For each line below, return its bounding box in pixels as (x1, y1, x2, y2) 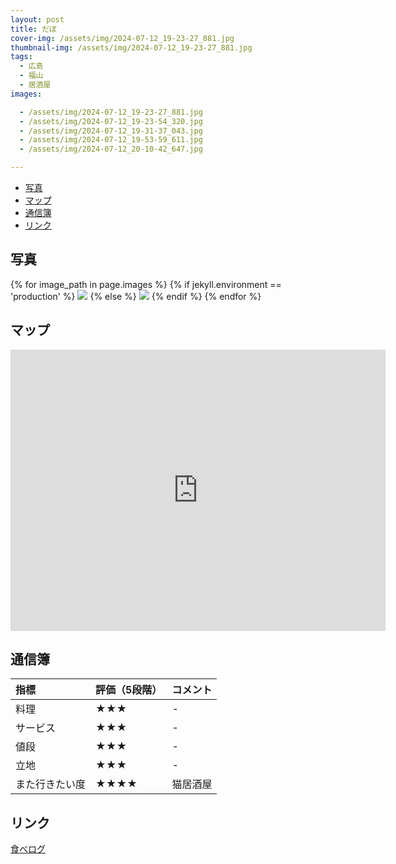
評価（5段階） (95, 683, 163, 697)
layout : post (10, 14, 65, 25)
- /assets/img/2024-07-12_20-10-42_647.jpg (19, 144, 203, 155)
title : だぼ (10, 24, 57, 34)
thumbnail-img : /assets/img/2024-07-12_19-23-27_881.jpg (10, 42, 253, 53)
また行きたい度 (15, 777, 87, 791)
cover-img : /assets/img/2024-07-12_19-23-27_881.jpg (10, 33, 235, 43)
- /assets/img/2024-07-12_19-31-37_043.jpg (19, 126, 203, 136)
